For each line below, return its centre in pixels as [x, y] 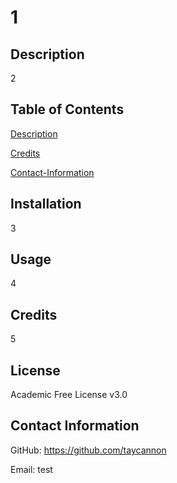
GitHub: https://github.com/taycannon [88, 450]
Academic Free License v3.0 [69, 395]
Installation [46, 204]
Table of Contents [67, 109]
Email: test [31, 469]
